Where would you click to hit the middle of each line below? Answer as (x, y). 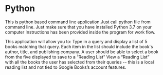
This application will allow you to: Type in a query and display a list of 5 (76, 41)
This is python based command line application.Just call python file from (78, 22)
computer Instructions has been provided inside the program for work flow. (80, 32)
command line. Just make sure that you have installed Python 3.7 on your (79, 27)
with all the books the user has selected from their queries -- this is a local (80, 62)
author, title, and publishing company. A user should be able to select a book (82, 52)
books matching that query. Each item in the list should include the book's (79, 46)
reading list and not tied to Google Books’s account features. (66, 67)
